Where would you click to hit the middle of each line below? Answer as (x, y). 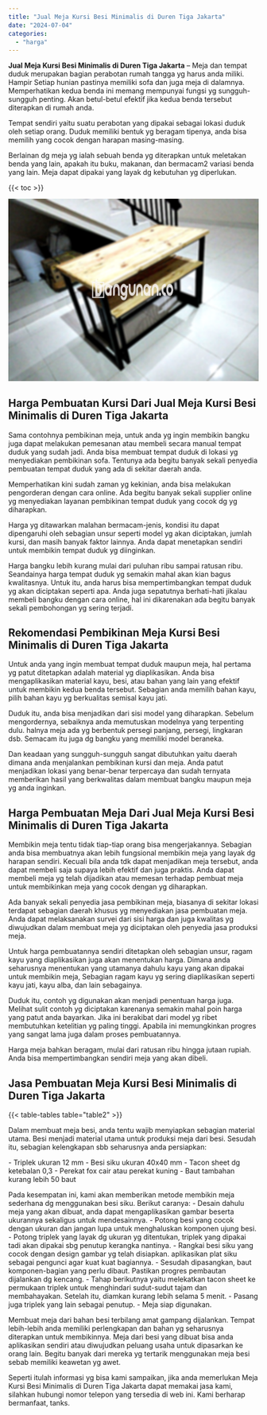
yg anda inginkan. (37, 788)
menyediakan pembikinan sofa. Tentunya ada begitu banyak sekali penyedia (133, 460)
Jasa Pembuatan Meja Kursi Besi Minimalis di (122, 1083)
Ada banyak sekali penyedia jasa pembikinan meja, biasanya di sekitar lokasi (133, 902)
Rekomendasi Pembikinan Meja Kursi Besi (114, 632)
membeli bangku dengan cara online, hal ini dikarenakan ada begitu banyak (132, 599)
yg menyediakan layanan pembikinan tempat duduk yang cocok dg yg (123, 501)
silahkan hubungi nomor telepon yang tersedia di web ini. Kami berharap (127, 1394)
